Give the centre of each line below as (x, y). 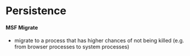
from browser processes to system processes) (72, 47)
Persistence (36, 11)
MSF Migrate (22, 27)
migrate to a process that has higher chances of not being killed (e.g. (99, 41)
